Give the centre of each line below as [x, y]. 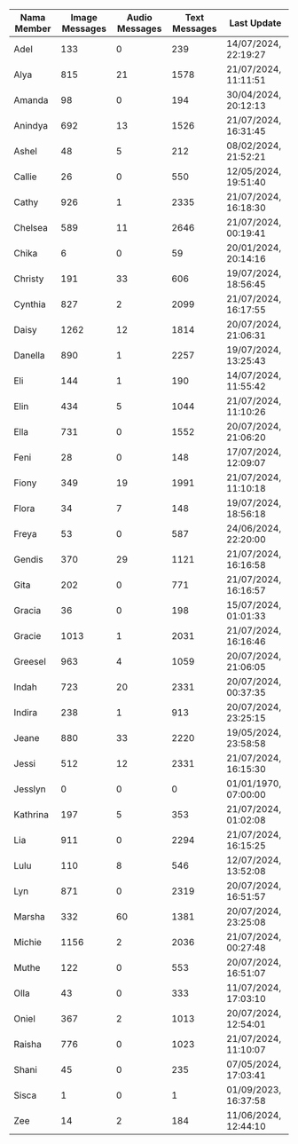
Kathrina [31, 814]
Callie [25, 177]
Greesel [30, 662]
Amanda [31, 100]
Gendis [28, 560]
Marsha [30, 916]
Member [33, 28]
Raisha [27, 1044]
